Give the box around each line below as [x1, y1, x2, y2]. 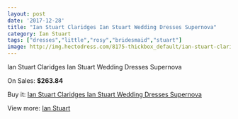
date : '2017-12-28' [7, 17, 65, 24]
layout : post [7, 10, 46, 18]
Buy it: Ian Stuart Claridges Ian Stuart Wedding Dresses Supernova [7, 90, 202, 98]
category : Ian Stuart [7, 30, 72, 38]
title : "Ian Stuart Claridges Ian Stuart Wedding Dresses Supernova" [7, 23, 217, 30]
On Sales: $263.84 [7, 76, 64, 85]
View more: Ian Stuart [7, 104, 71, 112]
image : [7, 43, 27, 50]
